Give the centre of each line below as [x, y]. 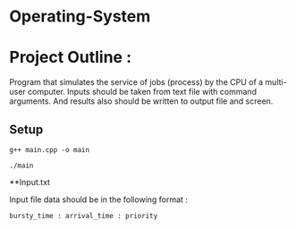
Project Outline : [71, 58]
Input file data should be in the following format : [98, 199]
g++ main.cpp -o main [50, 149]
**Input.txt [30, 182]
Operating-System [80, 17]
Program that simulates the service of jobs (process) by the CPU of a [136, 82]
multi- [276, 82]
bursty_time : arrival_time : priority [84, 216]
